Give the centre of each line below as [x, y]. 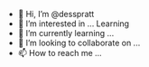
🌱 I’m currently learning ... [66, 33]
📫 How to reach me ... [60, 53]
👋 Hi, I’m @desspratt [56, 14]
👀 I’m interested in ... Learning [73, 24]
